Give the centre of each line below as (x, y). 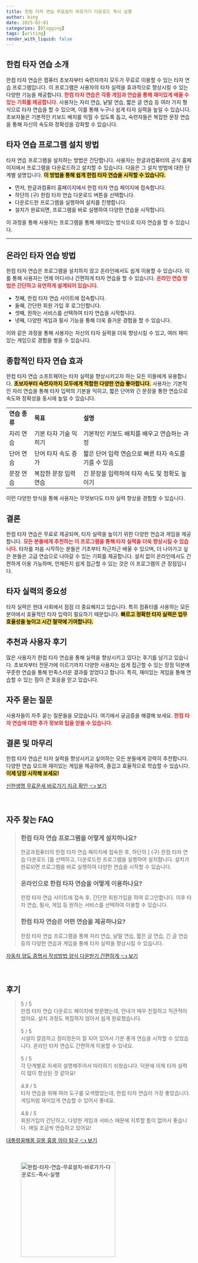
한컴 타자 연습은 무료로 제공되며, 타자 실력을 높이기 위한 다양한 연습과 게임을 (93, 534)
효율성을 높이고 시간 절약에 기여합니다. (50, 621)
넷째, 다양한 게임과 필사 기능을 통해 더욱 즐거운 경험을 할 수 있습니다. (93, 321)
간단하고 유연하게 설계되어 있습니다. (57, 286)
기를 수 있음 (98, 463)
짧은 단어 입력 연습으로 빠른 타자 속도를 (134, 454)
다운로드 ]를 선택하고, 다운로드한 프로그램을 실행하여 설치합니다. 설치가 (108, 859)
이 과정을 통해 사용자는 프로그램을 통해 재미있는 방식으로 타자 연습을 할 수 (90, 222)
